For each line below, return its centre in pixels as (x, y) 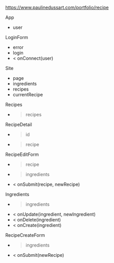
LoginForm (17, 37)
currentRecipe (28, 94)
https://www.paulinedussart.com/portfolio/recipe (57, 7)
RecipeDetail (19, 125)
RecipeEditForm (22, 154)
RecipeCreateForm (25, 235)
